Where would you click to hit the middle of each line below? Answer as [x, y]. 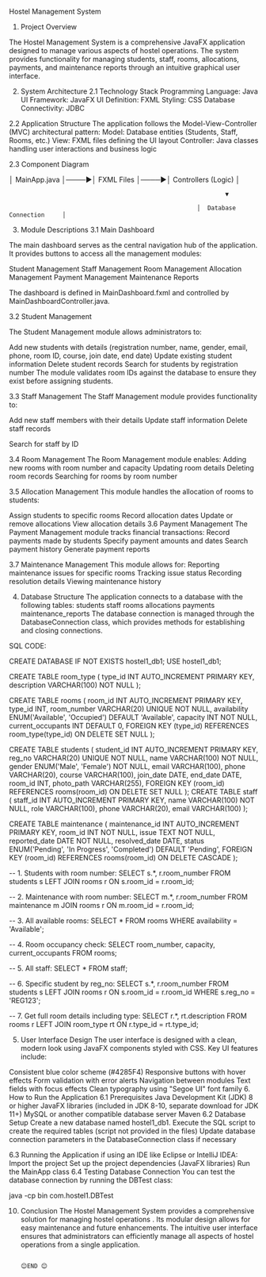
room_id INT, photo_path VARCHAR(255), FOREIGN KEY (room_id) [117, 783]
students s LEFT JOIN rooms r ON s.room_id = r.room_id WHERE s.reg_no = [132, 992]
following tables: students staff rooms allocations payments [118, 605]
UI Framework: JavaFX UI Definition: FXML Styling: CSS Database [128, 100]
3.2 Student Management [50, 316]
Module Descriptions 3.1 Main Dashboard [87, 230]
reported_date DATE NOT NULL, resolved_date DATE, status [107, 841]
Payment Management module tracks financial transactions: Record [120, 532]
